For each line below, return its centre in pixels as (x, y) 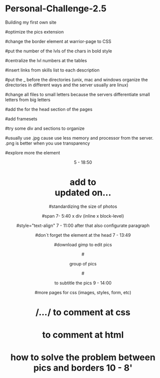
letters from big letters (28, 100)
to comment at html (83, 335)
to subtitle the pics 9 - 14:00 (83, 283)
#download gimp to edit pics (83, 244)
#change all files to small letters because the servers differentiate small (78, 94)
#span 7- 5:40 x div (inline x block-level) (83, 216)
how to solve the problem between (83, 358)
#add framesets (21, 118)
